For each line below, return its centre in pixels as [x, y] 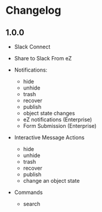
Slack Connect [32, 47]
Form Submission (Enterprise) [60, 126]
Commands [28, 192]
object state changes [49, 113]
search [32, 204]
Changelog [33, 10]
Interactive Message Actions [49, 137]
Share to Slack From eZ [43, 58]
